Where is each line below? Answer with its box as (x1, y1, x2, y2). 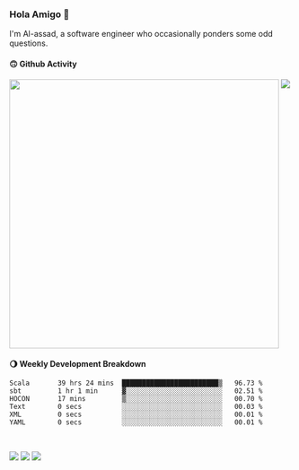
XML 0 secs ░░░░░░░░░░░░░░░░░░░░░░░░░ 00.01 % (9, 410, 263, 419)
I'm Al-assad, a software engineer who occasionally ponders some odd (9, 29, 274, 39)
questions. (9, 38, 48, 48)
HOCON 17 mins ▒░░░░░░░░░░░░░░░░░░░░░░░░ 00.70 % (9, 394, 263, 403)
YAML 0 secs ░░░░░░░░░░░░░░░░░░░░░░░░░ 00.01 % (9, 417, 263, 427)
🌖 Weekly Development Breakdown (9, 359, 146, 370)
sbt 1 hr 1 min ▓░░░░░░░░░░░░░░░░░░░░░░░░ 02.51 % (9, 386, 263, 396)
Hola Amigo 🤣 (9, 8, 70, 21)
